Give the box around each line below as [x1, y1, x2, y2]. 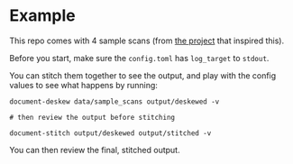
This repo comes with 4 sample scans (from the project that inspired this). [9, 35, 285, 46]
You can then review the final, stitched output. [9, 144, 180, 155]
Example [9, 5, 76, 26]
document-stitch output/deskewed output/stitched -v [9, 128, 212, 138]
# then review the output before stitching [9, 113, 176, 122]
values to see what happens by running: [9, 79, 158, 90]
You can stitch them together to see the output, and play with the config [9, 69, 277, 81]
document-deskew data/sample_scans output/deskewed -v [9, 96, 220, 106]
